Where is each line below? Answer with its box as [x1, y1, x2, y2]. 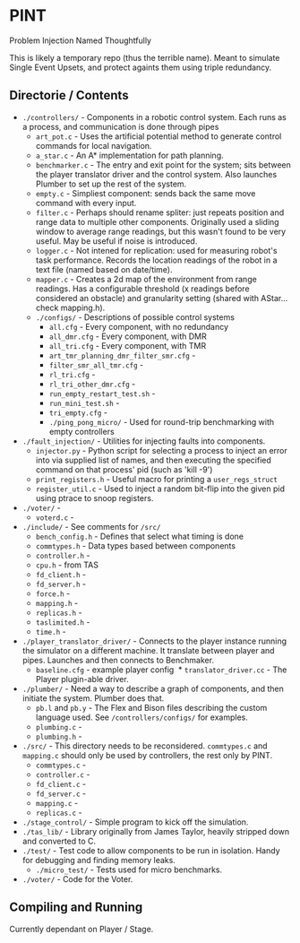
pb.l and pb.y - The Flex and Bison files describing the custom [35, 702, 268, 713]
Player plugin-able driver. [35, 673, 129, 684]
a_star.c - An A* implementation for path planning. [35, 150, 224, 160]
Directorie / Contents [9, 88, 129, 103]
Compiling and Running [9, 900, 143, 915]
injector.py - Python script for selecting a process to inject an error [35, 445, 288, 455]
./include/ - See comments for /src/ [21, 521, 161, 532]
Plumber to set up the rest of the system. [35, 178, 187, 189]
